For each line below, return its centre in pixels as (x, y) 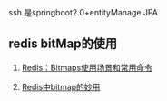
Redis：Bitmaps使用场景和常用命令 (87, 67)
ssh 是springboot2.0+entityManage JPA (83, 12)
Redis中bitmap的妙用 (61, 86)
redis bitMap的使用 (63, 44)
